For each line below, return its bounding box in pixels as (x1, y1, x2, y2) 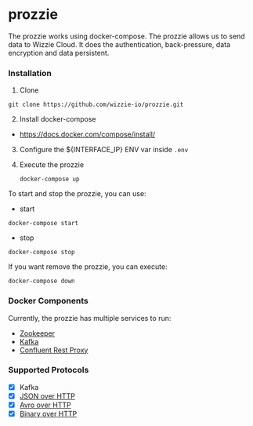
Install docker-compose (19, 115, 96, 124)
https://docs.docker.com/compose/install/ (19, 129, 155, 139)
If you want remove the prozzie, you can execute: (8, 262, 168, 271)
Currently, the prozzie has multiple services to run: (8, 313, 172, 322)
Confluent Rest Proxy (19, 345, 89, 355)
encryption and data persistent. (8, 48, 110, 57)
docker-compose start (8, 220, 79, 228)
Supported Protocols (8, 365, 89, 376)
